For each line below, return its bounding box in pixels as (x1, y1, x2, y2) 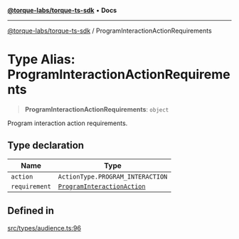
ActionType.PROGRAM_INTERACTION (58, 172, 168, 181)
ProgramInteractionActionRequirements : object (24, 105, 169, 113)
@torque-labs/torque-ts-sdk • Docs (7, 6, 117, 14)
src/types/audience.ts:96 (7, 223, 82, 232)
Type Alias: (7, 51, 76, 68)
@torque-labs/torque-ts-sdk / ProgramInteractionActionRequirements (7, 26, 212, 35)
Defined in (7, 205, 55, 217)
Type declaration (7, 139, 84, 152)
